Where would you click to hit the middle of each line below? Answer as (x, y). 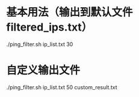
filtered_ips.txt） (49, 27)
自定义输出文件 (43, 70)
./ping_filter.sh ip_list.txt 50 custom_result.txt (62, 87)
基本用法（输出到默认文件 (70, 12)
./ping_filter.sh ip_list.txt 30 (40, 44)
